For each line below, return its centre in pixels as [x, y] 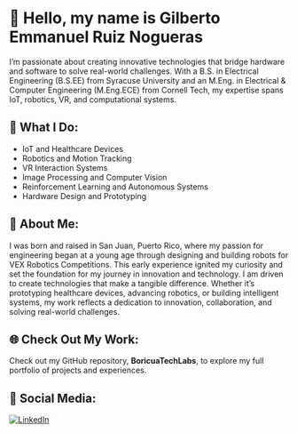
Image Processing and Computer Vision [94, 177]
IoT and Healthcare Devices [73, 148]
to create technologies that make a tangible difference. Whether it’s [132, 283]
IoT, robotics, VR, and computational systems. [93, 99]
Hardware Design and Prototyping [84, 196]
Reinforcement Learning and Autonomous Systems [115, 187]
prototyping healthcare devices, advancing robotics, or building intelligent [144, 293]
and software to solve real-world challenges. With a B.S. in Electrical [134, 71]
